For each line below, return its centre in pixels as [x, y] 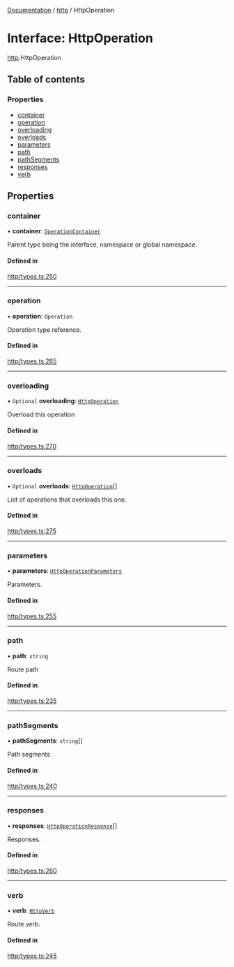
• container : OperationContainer [54, 231]
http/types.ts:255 [32, 616]
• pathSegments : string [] [45, 741]
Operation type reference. [45, 329]
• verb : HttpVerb [31, 910]
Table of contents [46, 80]
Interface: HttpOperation [80, 38]
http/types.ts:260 [32, 871]
